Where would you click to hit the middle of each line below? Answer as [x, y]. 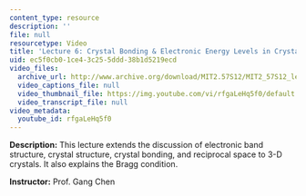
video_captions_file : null [69, 85]
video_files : [34, 69]
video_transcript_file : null [73, 102]
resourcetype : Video [49, 43]
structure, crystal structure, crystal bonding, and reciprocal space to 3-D [146, 154]
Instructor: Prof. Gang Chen [62, 181]
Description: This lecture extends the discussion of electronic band [137, 145]
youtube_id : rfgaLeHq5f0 [65, 119]
